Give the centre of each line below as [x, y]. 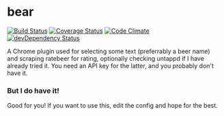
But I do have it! [33, 91]
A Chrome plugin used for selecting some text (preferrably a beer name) [109, 51]
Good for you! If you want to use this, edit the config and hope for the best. [113, 106]
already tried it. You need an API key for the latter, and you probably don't [110, 66]
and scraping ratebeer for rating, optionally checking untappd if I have [106, 58]
